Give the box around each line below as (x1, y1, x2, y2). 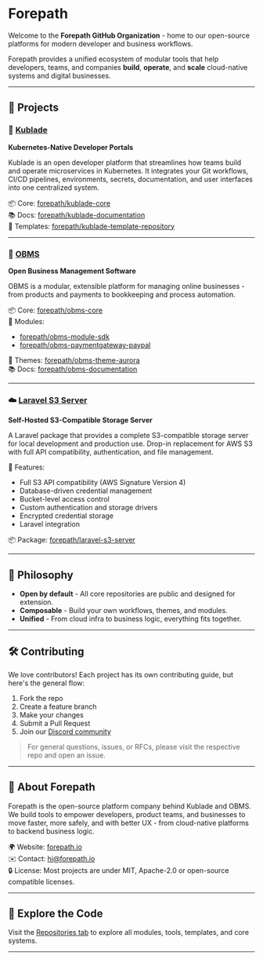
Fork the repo (19, 693, 64, 703)
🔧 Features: (8, 462, 45, 472)
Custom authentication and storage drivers (19, 503, 158, 513)
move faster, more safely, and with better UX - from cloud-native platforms (8, 818, 249, 827)
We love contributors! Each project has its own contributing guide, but (8, 670, 233, 679)
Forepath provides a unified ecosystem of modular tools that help (8, 54, 219, 64)
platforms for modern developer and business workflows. (8, 38, 193, 48)
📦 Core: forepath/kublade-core (8, 198, 111, 208)
